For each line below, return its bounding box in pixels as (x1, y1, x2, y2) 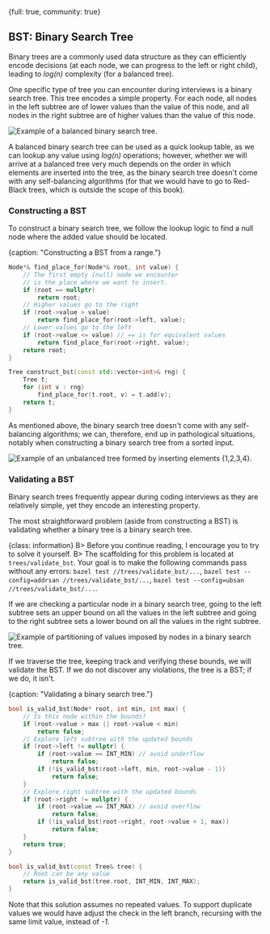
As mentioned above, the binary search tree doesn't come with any (8, 420, 233, 430)
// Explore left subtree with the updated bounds (23, 735, 194, 743)
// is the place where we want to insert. (23, 278, 168, 287)
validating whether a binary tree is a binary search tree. (8, 525, 192, 535)
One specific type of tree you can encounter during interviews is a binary (8, 84, 252, 94)
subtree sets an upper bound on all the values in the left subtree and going (8, 608, 257, 618)
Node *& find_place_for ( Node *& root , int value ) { (8, 263, 179, 272)
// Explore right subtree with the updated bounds (23, 788, 197, 796)
